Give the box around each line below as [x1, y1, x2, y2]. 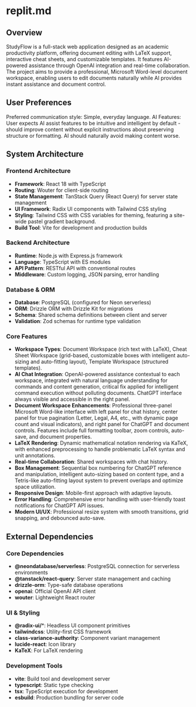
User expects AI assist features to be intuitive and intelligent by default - [6, 120, 181, 127]
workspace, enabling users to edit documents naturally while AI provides [6, 75, 182, 81]
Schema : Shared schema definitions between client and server [14, 311, 167, 318]
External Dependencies [6, 532, 94, 542]
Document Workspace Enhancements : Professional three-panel [14, 402, 172, 409]
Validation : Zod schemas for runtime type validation [14, 318, 141, 325]
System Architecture [6, 149, 84, 160]
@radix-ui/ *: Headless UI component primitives [14, 622, 131, 629]
